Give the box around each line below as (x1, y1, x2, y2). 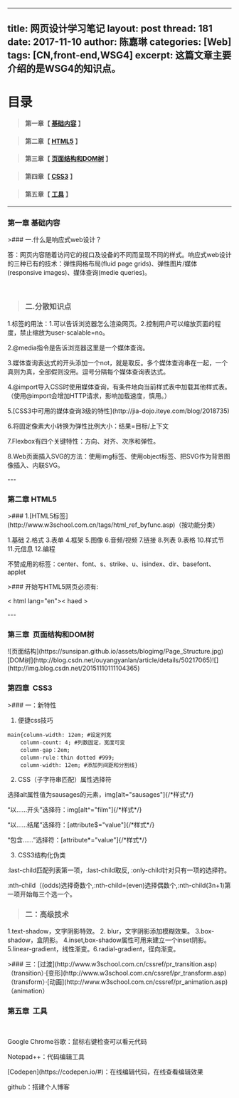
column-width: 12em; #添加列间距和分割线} (20, 761, 139, 769)
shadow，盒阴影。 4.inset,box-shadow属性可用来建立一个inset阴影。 (7, 936, 211, 944)
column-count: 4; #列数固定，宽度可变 (20, 738, 126, 746)
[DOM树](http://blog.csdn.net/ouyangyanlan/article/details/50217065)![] (7, 656, 219, 664)
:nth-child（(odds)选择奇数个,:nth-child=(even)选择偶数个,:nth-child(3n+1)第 (7, 881, 231, 889)
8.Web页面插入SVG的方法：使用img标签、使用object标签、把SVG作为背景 (7, 451, 224, 460)
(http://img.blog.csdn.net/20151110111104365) (7, 664, 140, 673)
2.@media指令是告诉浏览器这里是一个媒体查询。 (7, 343, 149, 352)
